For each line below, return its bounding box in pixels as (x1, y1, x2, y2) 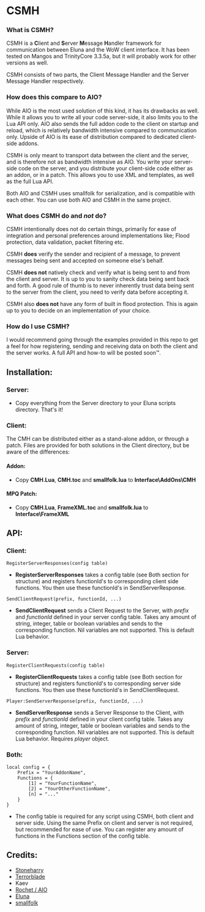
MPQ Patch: (6, 490, 37, 498)
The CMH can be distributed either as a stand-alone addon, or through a (6, 435, 189, 442)
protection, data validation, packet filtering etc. (6, 238, 124, 246)
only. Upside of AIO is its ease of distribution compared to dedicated (6, 133, 179, 140)
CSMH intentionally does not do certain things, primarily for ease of (6, 226, 176, 233)
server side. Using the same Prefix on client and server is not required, (15, 819, 194, 827)
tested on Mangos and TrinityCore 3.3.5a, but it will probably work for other (6, 53, 196, 60)
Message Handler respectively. (6, 77, 84, 85)
